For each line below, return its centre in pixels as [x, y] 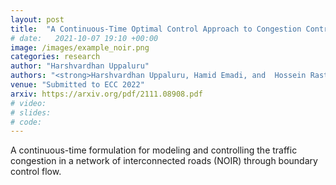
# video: [28, 103]
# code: [26, 122]
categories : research [55, 57]
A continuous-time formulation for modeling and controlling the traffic [154, 150]
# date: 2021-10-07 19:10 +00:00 [84, 38]
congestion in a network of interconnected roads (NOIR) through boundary [164, 161]
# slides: [31, 112]
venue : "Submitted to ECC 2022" [77, 85]
